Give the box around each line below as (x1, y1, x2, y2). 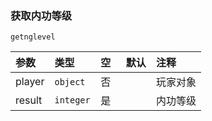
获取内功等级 (10, 8, 73, 22)
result (15, 93, 43, 107)
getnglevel (10, 32, 56, 42)
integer (54, 95, 91, 106)
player (15, 75, 45, 89)
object (54, 77, 86, 88)
